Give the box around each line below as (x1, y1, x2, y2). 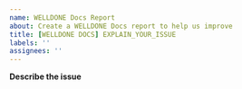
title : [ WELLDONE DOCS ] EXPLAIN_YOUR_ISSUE (9, 30, 177, 39)
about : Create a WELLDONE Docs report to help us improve (9, 22, 233, 31)
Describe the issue (9, 71, 82, 82)
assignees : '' (9, 47, 63, 56)
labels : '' (9, 38, 51, 48)
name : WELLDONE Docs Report (9, 13, 116, 22)
